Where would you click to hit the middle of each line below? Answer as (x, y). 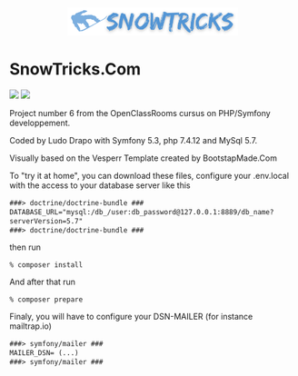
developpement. (40, 123)
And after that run (42, 282)
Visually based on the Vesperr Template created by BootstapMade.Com (143, 158)
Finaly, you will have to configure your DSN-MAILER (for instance (131, 316)
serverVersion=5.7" (46, 221)
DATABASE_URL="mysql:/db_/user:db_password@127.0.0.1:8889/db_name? (142, 212)
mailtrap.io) (31, 326)
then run (25, 247)
